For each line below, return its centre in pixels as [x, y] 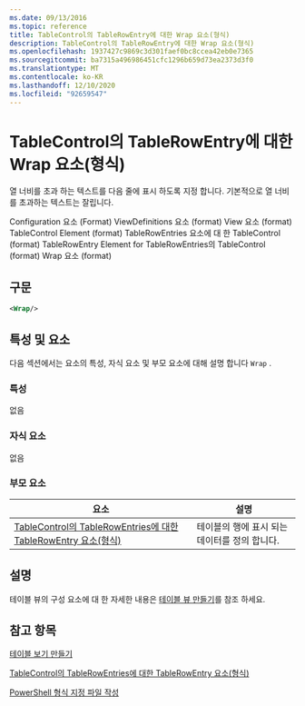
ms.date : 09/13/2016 [49, 18]
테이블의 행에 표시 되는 [242, 526]
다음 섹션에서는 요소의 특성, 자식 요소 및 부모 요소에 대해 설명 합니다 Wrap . [141, 363]
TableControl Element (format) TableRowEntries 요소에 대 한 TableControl [145, 234]
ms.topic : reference [49, 26]
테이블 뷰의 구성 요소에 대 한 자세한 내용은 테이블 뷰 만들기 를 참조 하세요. [138, 599]
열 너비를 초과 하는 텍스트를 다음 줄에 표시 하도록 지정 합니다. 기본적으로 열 [141, 191]
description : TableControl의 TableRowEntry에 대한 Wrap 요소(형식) [132, 43]
